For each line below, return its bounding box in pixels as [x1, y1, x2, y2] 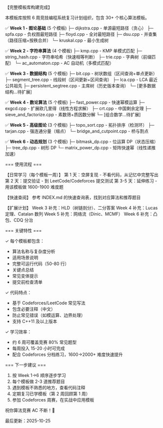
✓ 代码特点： [5, 290, 32, 295]
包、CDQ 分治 [5, 217, 33, 223]
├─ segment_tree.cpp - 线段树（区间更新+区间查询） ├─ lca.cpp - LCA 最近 [5, 77, 158, 82]
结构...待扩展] [5, 89, 32, 95]
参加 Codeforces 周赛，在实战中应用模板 [12, 397, 94, 402]
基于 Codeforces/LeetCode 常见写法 [12, 300, 86, 306]
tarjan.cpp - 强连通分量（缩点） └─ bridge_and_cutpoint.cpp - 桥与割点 [5, 128, 149, 134]
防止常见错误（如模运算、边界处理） [12, 312, 86, 318]
